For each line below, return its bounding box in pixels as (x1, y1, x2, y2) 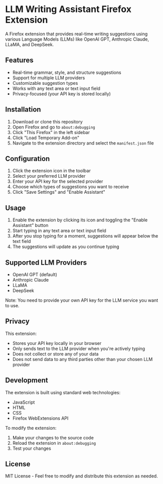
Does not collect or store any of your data (12, 350, 99, 357)
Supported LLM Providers (5, 258, 87, 267)
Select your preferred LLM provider (12, 173, 86, 179)
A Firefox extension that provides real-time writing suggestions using (5, 31, 148, 37)
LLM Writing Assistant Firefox (5, 4, 132, 15)
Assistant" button (12, 222, 49, 228)
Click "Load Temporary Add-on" (12, 135, 79, 141)
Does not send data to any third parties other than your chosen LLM (12, 356, 153, 362)
